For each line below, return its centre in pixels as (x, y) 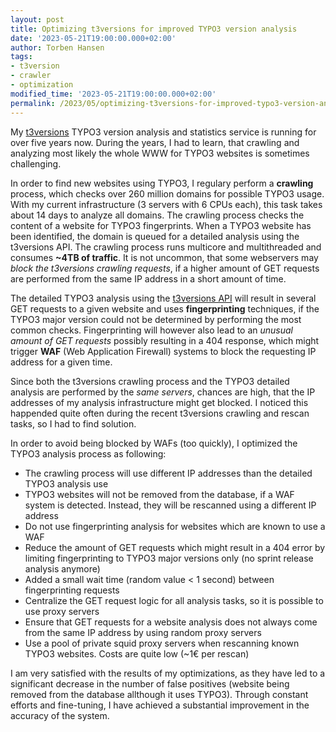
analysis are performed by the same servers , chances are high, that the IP (163, 392)
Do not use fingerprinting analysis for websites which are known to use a (175, 526)
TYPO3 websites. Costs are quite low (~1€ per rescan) (137, 653)
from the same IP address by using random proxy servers (143, 632)
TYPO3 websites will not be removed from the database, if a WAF (159, 494)
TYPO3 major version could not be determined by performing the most (156, 319)
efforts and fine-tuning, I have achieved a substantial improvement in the (160, 705)
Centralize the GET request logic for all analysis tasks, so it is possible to (174, 600)
